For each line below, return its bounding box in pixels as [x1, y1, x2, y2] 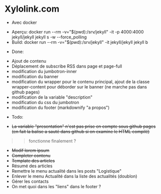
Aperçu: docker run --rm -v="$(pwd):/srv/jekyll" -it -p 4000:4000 [11, 29, 144, 35]
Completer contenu [11, 152, 51, 159]
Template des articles [11, 158, 55, 163]
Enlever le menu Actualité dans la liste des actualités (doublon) [11, 173, 138, 179]
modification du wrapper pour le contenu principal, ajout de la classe [11, 79, 150, 85]
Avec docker [11, 19, 37, 25]
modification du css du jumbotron [11, 99, 80, 105]
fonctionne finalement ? [28, 138, 76, 144]
